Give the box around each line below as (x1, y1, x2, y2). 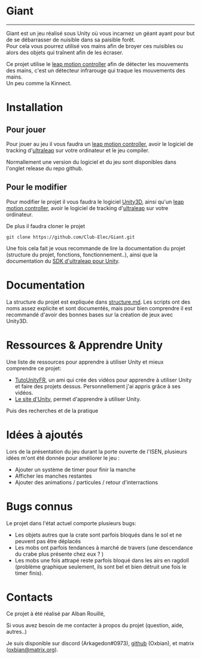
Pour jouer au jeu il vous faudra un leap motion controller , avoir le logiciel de (6, 140, 193, 148)
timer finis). (14, 569, 44, 577)
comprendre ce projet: (6, 364, 62, 372)
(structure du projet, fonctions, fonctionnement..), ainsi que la (6, 251, 158, 258)
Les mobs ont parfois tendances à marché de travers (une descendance (14, 544, 193, 551)
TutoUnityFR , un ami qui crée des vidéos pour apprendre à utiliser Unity (14, 376, 192, 384)
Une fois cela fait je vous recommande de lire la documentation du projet (6, 244, 185, 251)
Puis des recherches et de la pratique (6, 407, 99, 414)
